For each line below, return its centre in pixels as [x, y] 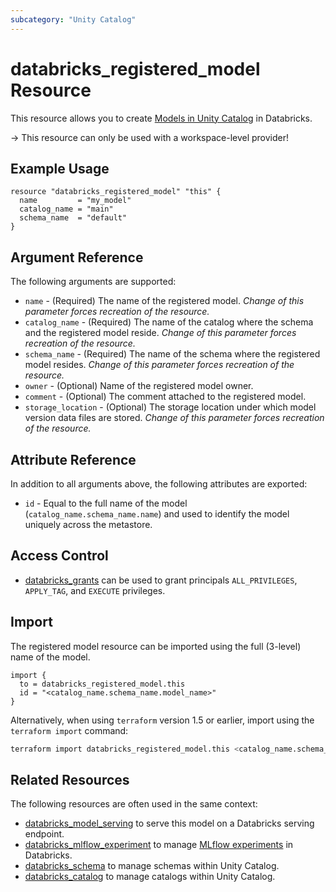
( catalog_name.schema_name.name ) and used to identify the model [157, 514]
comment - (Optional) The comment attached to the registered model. [165, 397]
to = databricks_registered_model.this [102, 684]
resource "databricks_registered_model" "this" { [116, 192]
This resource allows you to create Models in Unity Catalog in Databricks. [161, 118]
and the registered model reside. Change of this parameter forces [160, 333]
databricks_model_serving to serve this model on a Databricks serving [169, 823]
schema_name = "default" [73, 218]
